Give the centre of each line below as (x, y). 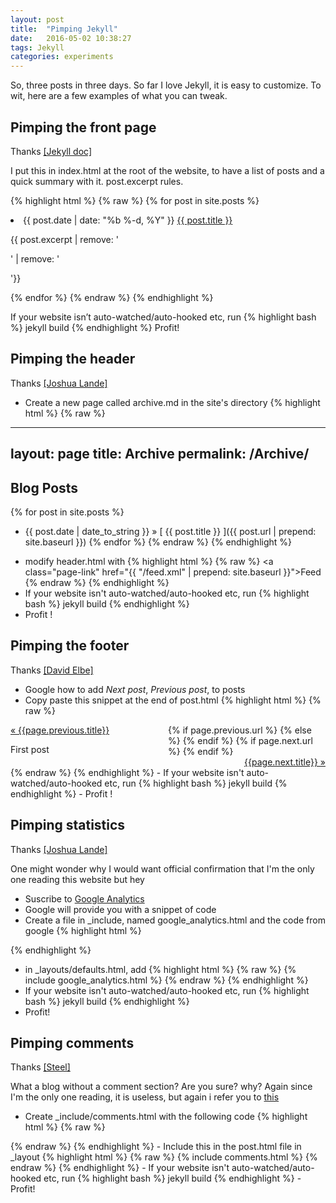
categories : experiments (62, 57)
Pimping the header (73, 359)
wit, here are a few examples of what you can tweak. (119, 96)
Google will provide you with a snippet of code (120, 909)
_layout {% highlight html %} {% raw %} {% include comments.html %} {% (164, 1157)
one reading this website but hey (77, 879)
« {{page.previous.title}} (60, 730)
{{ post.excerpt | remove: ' (64, 239)
